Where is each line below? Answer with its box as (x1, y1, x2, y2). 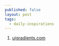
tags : (4, 16, 16, 21)
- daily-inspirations (9, 21, 54, 26)
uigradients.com (11, 35, 46, 41)
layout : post (4, 12, 32, 17)
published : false (4, 7, 41, 12)
